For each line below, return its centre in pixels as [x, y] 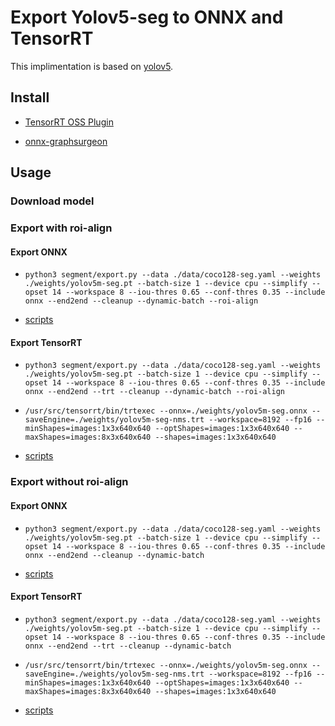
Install [30, 97]
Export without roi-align [69, 482]
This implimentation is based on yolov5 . [92, 66]
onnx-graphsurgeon [66, 141]
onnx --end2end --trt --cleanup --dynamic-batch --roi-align [155, 392]
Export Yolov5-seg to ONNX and [147, 17]
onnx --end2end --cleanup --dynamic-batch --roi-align [141, 301]
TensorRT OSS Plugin [69, 122]
